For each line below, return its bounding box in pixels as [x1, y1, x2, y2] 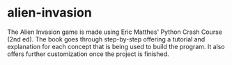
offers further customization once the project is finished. [7, 50, 169, 58]
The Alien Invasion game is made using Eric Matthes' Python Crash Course [7, 28, 223, 36]
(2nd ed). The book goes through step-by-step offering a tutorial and [7, 35, 206, 43]
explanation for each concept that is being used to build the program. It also [7, 42, 225, 50]
